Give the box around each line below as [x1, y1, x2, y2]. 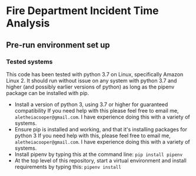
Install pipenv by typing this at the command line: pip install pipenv [14, 151, 183, 158]
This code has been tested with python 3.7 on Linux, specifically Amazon [6, 70, 184, 77]
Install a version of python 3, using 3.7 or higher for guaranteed [14, 101, 168, 108]
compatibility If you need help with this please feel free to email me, [14, 107, 179, 114]
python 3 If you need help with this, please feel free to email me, [14, 132, 171, 139]
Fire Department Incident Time [6, 4, 159, 18]
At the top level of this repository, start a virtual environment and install [14, 157, 187, 164]
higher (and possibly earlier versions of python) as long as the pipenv [6, 83, 175, 90]
